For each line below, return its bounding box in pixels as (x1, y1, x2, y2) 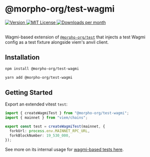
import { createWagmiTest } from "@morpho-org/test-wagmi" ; (5, 111, 130, 116)
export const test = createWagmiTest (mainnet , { (5, 124, 105, 129)
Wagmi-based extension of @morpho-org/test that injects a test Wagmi (5, 34, 146, 40)
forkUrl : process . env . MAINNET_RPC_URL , (9, 128, 90, 133)
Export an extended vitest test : (5, 101, 68, 107)
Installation (5, 53, 40, 62)
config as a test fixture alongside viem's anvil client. (5, 39, 109, 45)
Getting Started (5, 88, 53, 97)
